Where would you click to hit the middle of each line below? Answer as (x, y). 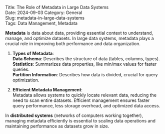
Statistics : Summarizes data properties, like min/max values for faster (84, 64)
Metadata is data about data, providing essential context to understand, (79, 33)
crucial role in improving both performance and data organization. (73, 44)
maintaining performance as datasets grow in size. (57, 126)
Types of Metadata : (33, 53)
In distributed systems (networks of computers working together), (74, 115)
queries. (21, 69)
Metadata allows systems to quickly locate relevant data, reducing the (84, 95)
